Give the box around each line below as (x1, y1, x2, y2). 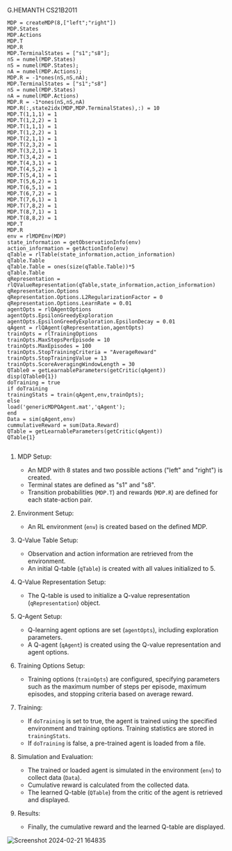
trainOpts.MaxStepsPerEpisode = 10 (7, 337, 110, 344)
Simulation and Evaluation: (17, 753, 94, 760)
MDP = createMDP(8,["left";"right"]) (7, 20, 117, 26)
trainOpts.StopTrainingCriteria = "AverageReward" (7, 348, 157, 355)
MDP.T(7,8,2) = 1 (7, 202, 58, 209)
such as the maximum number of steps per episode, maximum (27, 682, 207, 691)
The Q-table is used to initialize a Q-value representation (27, 592, 190, 599)
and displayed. (27, 796, 70, 804)
